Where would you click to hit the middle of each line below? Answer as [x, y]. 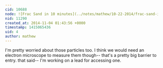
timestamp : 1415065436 [28, 27]
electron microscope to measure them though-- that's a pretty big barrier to [81, 55]
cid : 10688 [16, 9]
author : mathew [20, 37]
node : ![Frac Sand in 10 [30, 14]
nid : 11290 [16, 18]
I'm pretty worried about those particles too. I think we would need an [75, 50]
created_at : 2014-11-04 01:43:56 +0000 [45, 23]
